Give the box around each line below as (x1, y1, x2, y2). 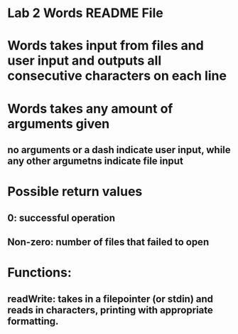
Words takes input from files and (7, 38, 204, 54)
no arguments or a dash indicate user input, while (7, 144, 231, 156)
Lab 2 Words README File (7, 5, 163, 21)
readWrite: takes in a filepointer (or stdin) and (7, 293, 214, 305)
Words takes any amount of (7, 100, 173, 117)
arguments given (7, 115, 110, 132)
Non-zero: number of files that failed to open (7, 236, 210, 248)
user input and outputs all (7, 53, 162, 69)
